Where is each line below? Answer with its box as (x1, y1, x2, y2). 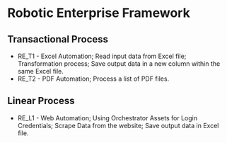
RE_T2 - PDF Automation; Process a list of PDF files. (17, 74, 170, 83)
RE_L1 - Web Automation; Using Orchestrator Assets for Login (17, 113, 198, 122)
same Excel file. (17, 67, 64, 75)
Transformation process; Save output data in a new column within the (17, 59, 221, 68)
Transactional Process (7, 33, 108, 45)
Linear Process (7, 95, 75, 107)
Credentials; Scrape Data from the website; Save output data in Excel (17, 121, 219, 130)
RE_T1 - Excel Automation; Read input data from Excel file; (17, 52, 187, 60)
